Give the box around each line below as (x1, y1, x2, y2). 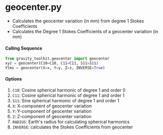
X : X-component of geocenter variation (12, 103, 92, 109)
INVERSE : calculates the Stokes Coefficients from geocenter (12, 124, 133, 130)
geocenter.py (5, 1, 62, 13)
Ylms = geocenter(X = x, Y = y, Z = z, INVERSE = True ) (5, 65, 106, 70)
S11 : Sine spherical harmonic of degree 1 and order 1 (12, 97, 119, 103)
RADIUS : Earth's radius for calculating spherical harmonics (12, 119, 130, 125)
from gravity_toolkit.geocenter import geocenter (5, 56, 110, 61)
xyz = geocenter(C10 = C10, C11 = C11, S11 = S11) (5, 61, 99, 66)
